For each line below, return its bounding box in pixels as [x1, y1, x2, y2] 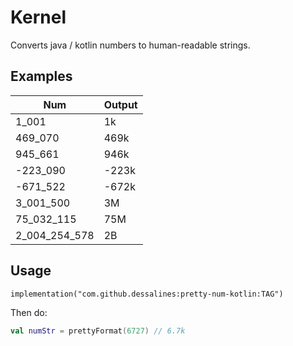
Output [103, 97, 138, 111]
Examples [10, 68, 73, 85]
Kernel [10, 6, 67, 29]
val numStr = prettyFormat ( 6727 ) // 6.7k [10, 326, 186, 336]
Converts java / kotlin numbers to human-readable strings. [10, 39, 251, 51]
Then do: [10, 306, 48, 318]
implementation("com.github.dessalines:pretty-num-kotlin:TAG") [10, 289, 284, 299]
